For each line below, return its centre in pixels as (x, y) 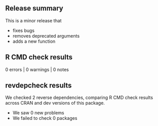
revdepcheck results (38, 86)
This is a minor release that (33, 20)
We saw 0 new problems (38, 113)
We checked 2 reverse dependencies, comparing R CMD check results (79, 98)
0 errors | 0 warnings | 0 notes (37, 69)
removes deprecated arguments (46, 36)
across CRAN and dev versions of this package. (55, 103)
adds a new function (34, 41)
